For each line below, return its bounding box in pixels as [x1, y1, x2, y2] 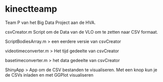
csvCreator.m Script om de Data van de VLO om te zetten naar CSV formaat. [5, 29, 158, 35]
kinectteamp [5, 3, 57, 15]
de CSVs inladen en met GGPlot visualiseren [5, 72, 94, 78]
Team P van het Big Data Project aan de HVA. [5, 20, 96, 25]
